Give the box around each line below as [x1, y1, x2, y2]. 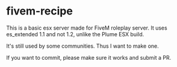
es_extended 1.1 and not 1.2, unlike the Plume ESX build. [6, 30, 144, 37]
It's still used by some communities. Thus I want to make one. [6, 42, 160, 49]
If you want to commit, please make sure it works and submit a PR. [6, 54, 172, 61]
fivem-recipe [6, 4, 73, 18]
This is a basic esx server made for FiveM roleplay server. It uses [6, 24, 167, 31]
